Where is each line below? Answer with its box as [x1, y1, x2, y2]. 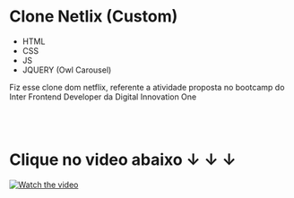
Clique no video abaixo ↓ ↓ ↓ [9, 150, 237, 170]
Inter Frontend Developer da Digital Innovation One [9, 91, 197, 102]
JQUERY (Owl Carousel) [22, 65, 112, 75]
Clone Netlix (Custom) [9, 6, 178, 27]
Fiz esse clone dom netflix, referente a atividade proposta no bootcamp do [9, 82, 285, 92]
